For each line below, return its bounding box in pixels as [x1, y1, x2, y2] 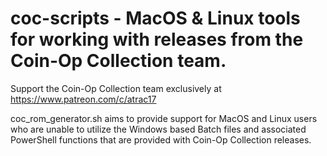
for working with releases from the [10, 28, 304, 51]
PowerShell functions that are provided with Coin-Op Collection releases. [10, 133, 312, 146]
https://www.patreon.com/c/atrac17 [10, 93, 157, 105]
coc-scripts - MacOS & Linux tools [10, 7, 301, 30]
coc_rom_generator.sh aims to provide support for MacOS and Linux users [10, 112, 318, 124]
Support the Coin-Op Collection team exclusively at [10, 82, 222, 94]
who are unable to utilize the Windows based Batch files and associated [10, 123, 307, 135]
